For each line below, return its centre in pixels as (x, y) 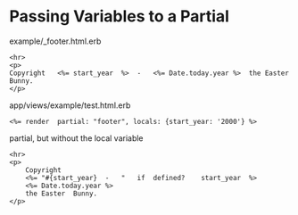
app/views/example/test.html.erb (70, 105)
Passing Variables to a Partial (120, 17)
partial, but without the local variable (77, 138)
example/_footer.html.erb (55, 41)
